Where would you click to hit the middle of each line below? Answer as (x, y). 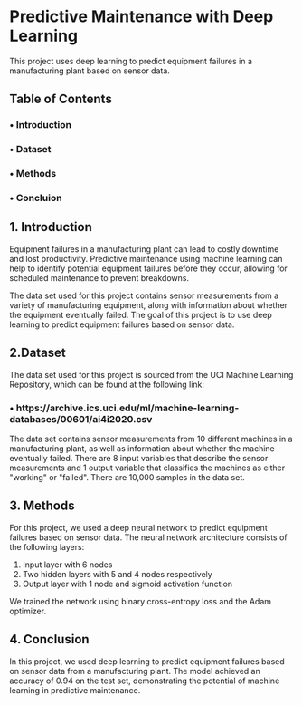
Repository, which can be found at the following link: (107, 384)
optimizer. (28, 611)
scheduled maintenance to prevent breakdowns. (99, 277)
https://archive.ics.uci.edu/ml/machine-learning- (127, 408)
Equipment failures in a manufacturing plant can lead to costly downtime (144, 249)
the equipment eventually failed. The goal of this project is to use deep (141, 314)
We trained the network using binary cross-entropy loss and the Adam (141, 601)
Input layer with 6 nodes (67, 565)
